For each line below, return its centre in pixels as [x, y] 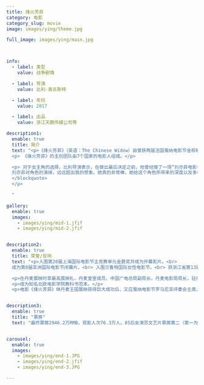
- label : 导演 [29, 83]
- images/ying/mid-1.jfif [50, 223]
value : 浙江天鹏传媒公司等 [47, 123]
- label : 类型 [29, 67]
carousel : [19, 339]
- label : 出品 [29, 117]
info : [13, 61]
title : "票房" [29, 317]
